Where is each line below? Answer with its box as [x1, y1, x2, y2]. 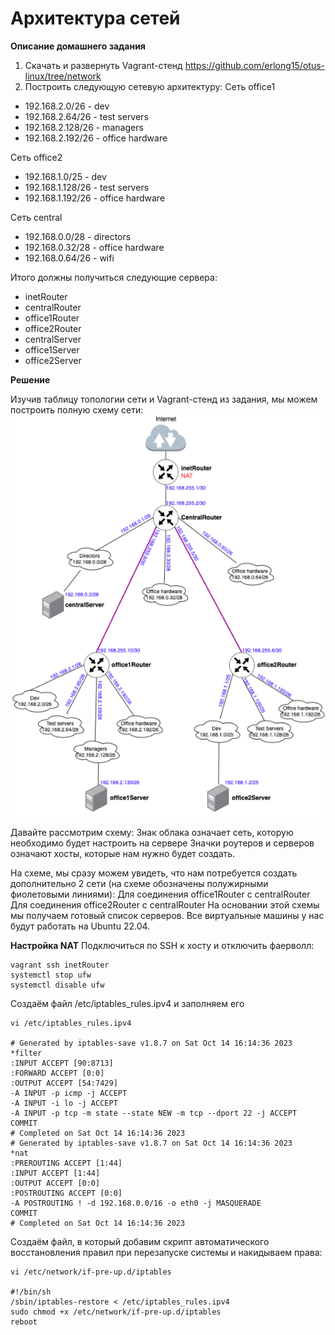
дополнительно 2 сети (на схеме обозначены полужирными [10, 877, 269, 889]
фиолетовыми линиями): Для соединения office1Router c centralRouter [10, 888, 311, 900]
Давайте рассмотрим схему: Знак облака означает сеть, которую [10, 826, 294, 838]
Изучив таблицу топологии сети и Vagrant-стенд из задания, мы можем [10, 393, 318, 405]
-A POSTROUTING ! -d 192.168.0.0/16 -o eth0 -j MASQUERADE [10, 1198, 262, 1208]
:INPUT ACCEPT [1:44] [10, 1168, 101, 1178]
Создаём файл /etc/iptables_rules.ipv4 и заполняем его [10, 997, 245, 1009]
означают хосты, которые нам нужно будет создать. [10, 847, 236, 859]
